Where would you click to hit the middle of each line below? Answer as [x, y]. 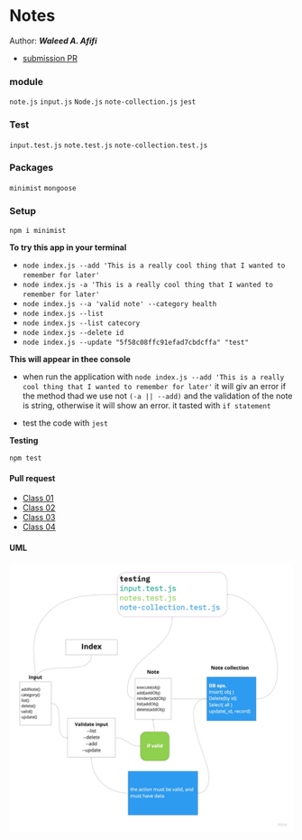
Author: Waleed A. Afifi [53, 41]
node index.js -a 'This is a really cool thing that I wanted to [147, 285]
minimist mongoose [43, 188]
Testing [24, 441]
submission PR [50, 58]
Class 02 [39, 508]
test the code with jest [65, 423]
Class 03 [39, 518]
